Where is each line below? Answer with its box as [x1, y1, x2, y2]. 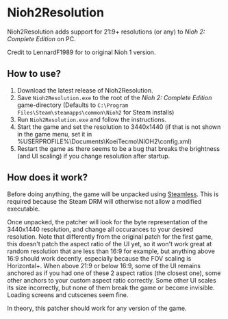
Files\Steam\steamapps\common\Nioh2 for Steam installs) [16, 108, 175, 116]
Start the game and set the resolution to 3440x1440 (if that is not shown [16, 122, 221, 131]
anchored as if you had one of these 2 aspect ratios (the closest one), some [7, 269, 221, 277]
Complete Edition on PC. [7, 34, 77, 43]
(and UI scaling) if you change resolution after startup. [16, 152, 170, 160]
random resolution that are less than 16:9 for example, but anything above [7, 247, 216, 255]
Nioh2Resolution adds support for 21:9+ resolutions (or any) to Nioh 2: [7, 27, 205, 36]
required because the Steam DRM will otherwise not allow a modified [7, 197, 202, 205]
